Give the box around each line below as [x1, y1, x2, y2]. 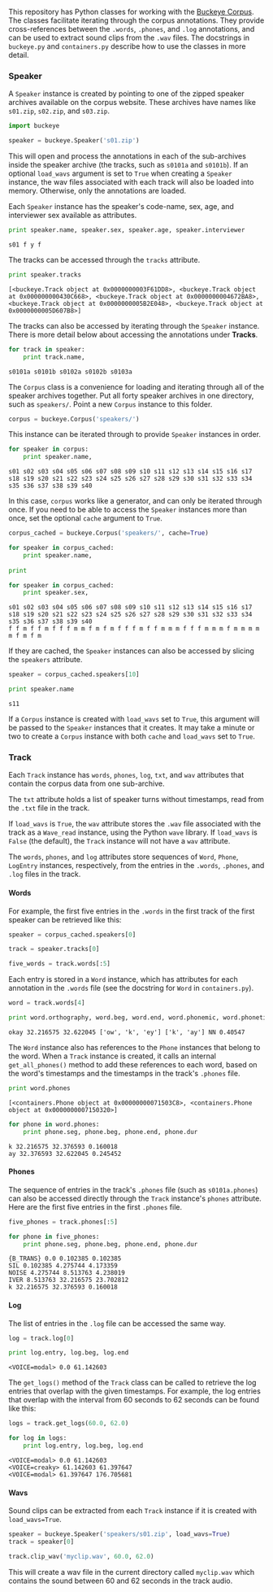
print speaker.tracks [8, 270, 82, 279]
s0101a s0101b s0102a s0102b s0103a [8, 368, 132, 376]
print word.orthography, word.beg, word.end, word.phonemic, [8, 1014, 220, 1022]
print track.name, [23, 353, 85, 361]
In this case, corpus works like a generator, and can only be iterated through [8, 496, 262, 506]
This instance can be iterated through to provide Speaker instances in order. [8, 430, 262, 439]
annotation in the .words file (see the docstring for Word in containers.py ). [8, 984, 254, 993]
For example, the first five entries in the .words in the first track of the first [8, 906, 255, 916]
